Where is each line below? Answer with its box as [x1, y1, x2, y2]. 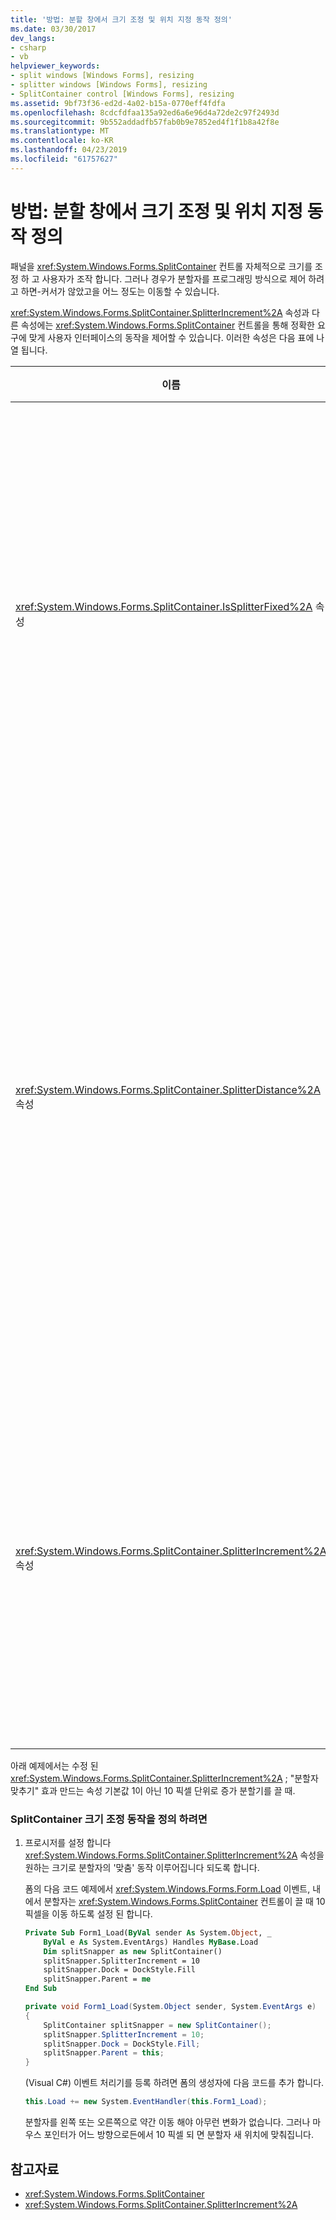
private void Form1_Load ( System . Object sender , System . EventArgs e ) [24, 2002, 317, 2012]
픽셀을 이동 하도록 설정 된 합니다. [24, 1907, 153, 1920]
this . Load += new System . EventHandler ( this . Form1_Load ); [24, 2097, 268, 2107]
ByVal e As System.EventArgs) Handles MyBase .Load [43, 1937, 259, 1947]
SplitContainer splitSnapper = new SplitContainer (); [43, 2020, 272, 2030]
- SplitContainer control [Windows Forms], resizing [10, 89, 235, 99]
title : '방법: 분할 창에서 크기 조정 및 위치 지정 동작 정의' [10, 14, 233, 25]
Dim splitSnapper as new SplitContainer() [43, 1946, 223, 1956]
